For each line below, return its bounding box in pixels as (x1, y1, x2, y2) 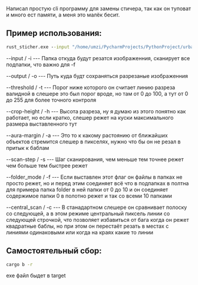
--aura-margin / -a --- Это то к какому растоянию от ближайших (6, 132, 168, 139)
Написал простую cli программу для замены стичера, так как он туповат (6, 5, 192, 12)
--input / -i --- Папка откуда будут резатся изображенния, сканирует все (6, 54, 190, 61)
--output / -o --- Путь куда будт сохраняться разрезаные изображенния (6, 72, 189, 79)
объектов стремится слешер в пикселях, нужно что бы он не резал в (6, 138, 181, 145)
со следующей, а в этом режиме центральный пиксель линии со (6, 209, 170, 217)
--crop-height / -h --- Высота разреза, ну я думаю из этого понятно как (6, 107, 186, 114)
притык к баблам (6, 144, 49, 151)
